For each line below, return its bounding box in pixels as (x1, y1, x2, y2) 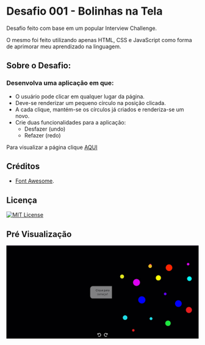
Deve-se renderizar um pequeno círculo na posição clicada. (15, 99, 166, 106)
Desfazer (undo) (24, 125, 66, 133)
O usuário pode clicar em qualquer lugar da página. (15, 93, 145, 100)
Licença (6, 195, 38, 205)
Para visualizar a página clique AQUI (6, 143, 98, 151)
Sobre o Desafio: (6, 60, 71, 71)
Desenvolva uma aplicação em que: (6, 79, 114, 87)
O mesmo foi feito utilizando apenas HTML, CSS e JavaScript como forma (6, 36, 192, 43)
